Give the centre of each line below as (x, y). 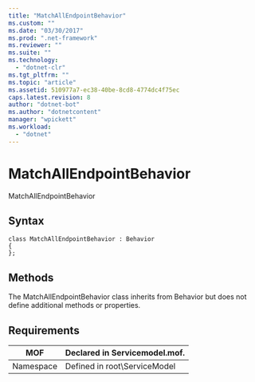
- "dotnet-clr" (41, 68)
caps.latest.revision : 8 (49, 97)
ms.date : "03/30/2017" (46, 30)
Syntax (26, 221)
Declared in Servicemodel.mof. (125, 353)
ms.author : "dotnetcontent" (55, 112)
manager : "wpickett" (43, 120)
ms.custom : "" (32, 23)
